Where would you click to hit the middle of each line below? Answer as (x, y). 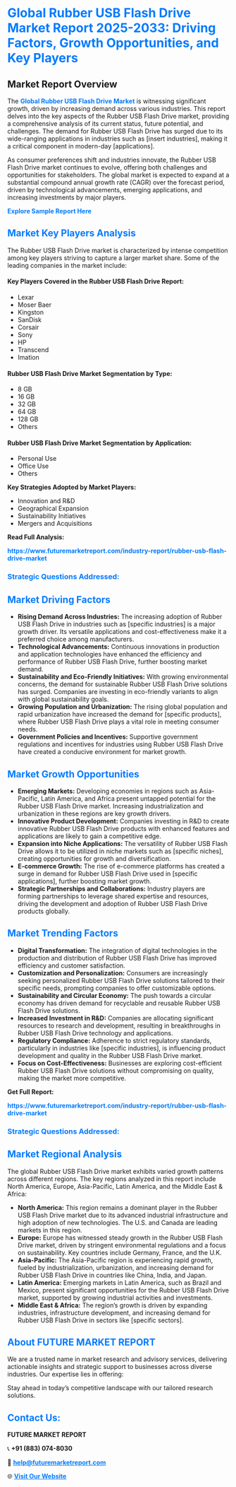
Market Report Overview (62, 84)
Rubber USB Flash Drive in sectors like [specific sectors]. (100, 1320)
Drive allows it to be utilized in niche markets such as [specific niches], (120, 851)
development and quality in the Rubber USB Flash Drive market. (110, 1055)
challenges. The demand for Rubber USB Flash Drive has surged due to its (115, 131)
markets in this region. (50, 1230)
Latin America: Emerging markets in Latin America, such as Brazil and (119, 1282)
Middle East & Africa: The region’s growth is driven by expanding (112, 1305)
